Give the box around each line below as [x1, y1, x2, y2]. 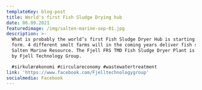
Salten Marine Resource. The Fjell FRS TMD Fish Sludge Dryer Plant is [11, 48, 195, 54]
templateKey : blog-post [6, 8, 66, 15]
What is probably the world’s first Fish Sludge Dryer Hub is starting [11, 36, 195, 42]
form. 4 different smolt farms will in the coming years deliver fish [11, 42, 192, 48]
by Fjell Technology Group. [11, 53, 82, 59]
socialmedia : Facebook [6, 75, 63, 81]
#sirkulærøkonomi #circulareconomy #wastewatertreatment [11, 64, 158, 70]
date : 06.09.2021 [6, 20, 50, 26]
